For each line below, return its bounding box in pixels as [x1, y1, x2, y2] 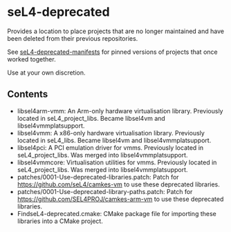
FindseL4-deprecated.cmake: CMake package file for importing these [17, 209, 216, 217]
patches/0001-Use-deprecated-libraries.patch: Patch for [17, 173, 179, 181]
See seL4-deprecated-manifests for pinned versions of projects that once [7, 48, 218, 56]
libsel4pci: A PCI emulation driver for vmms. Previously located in [17, 143, 204, 152]
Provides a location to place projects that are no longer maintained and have [7, 27, 225, 35]
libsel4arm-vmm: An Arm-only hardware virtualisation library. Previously [17, 106, 223, 115]
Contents [7, 88, 48, 100]
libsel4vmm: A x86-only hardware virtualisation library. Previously [17, 128, 205, 137]
